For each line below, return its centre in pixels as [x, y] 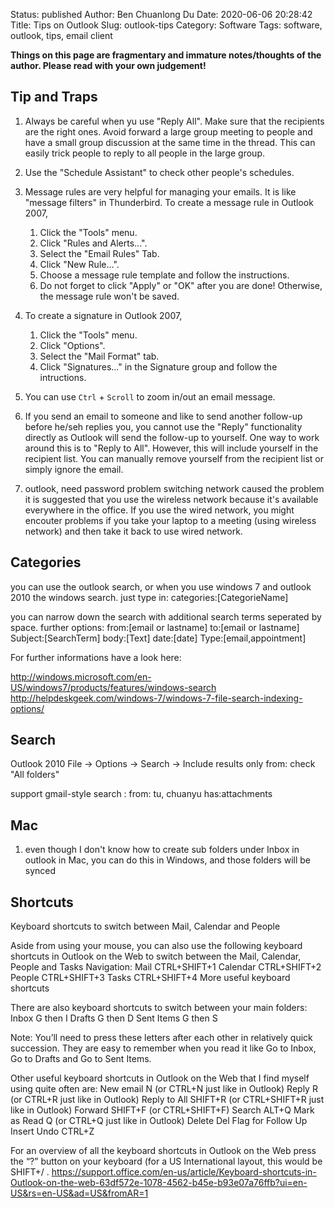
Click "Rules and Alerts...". [93, 243]
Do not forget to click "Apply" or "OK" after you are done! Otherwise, [181, 285]
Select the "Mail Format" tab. [99, 356]
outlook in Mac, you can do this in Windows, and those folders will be [167, 860]
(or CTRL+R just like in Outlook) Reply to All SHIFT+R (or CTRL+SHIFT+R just [167, 1100]
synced [40, 871]
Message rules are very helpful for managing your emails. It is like [160, 191]
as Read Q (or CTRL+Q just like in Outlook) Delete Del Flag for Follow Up [159, 1121]
